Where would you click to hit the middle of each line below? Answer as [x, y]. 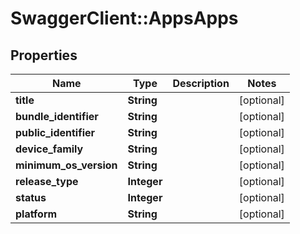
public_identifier [55, 132]
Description [201, 83]
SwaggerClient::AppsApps [124, 18]
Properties [44, 55]
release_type [47, 181]
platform [36, 214]
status [31, 197]
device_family [49, 149]
